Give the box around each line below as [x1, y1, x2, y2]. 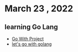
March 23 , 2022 [4, 3, 73, 14]
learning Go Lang [4, 23, 58, 31]
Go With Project [11, 36, 44, 42]
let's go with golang [11, 41, 52, 47]
